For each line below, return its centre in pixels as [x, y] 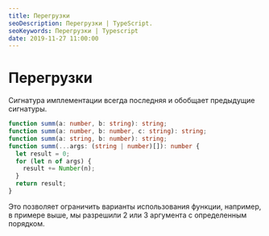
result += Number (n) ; [59, 169]
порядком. [27, 223]
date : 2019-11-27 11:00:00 [54, 38]
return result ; [41, 184]
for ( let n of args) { [54, 161]
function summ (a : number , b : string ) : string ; [88, 124]
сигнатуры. [28, 109]
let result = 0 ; [43, 154]
